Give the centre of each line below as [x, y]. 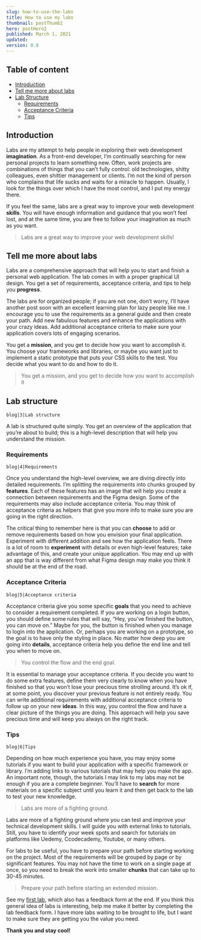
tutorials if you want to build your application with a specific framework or [97, 765]
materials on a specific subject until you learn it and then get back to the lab [100, 790]
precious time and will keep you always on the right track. [77, 719]
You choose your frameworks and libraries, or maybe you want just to [92, 351]
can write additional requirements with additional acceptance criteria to [94, 700]
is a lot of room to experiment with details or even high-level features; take [99, 547]
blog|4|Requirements [32, 467]
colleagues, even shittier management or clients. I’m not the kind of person [99, 175]
